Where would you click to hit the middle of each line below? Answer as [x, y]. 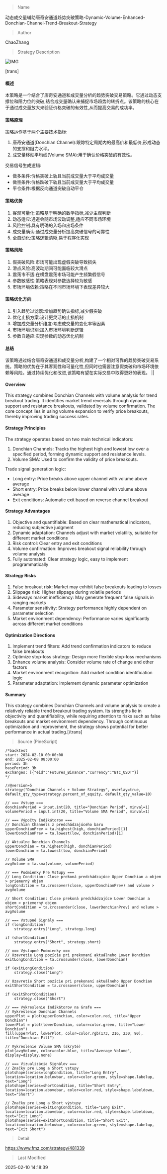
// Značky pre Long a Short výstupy [43, 1103]
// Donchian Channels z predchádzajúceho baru [54, 825]
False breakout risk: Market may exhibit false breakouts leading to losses [87, 587]
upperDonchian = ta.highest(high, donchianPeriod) [59, 847]
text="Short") [20, 1094]
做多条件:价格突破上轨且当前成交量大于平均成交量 [63, 176]
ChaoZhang [17, 42]
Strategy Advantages [28, 511]
